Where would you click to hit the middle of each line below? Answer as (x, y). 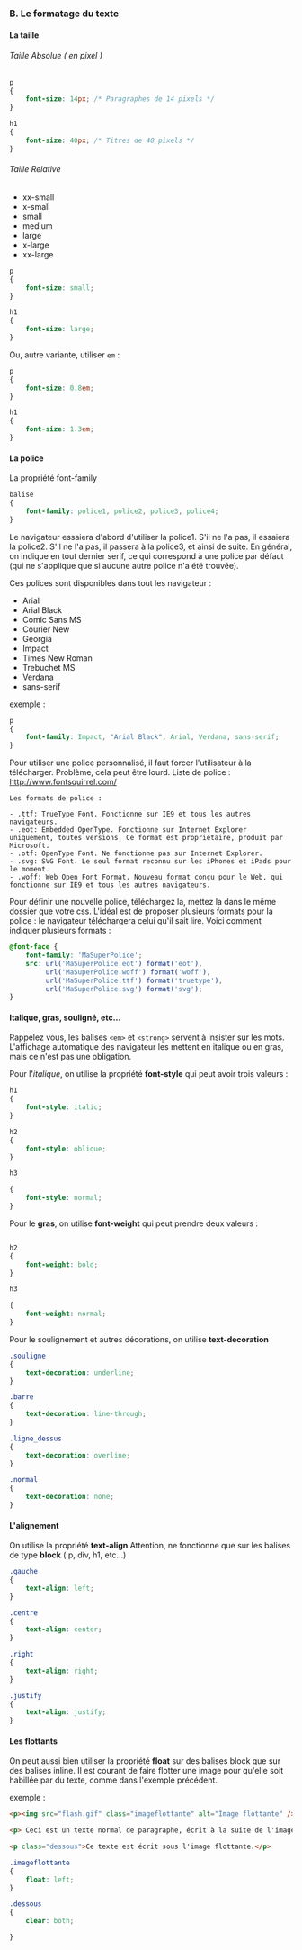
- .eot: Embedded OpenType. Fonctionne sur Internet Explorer (128, 830)
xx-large (38, 254)
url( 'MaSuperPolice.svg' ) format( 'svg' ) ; (124, 989)
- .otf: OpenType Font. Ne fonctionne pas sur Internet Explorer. (136, 853)
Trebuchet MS (49, 667)
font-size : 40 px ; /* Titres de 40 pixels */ (110, 140)
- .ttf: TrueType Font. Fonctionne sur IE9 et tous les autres (130, 814)
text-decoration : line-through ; (86, 1414)
